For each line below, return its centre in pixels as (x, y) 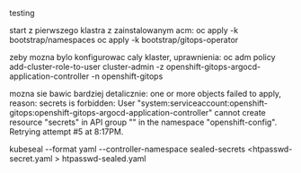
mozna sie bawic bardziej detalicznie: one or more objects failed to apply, (145, 94)
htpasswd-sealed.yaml (104, 159)
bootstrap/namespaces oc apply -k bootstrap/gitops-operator (124, 40)
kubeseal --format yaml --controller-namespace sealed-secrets (127, 149)
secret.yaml (31, 159)
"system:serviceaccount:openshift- (202, 103)
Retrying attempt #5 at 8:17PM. (66, 132)
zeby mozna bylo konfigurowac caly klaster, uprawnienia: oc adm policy (142, 57)
